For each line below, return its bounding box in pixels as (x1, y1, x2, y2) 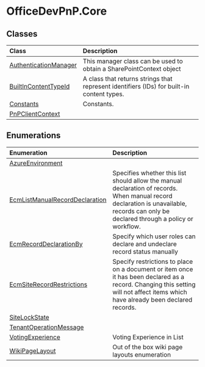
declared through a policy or (112, 214, 193, 223)
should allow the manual (112, 176, 182, 184)
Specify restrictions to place (112, 257, 193, 266)
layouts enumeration (112, 350, 171, 358)
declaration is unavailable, (112, 199, 187, 208)
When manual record (112, 191, 173, 200)
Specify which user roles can (112, 232, 196, 241)
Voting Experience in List (112, 333, 184, 341)
